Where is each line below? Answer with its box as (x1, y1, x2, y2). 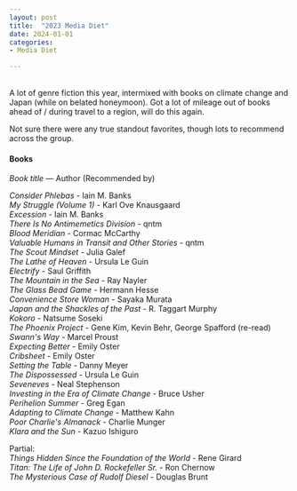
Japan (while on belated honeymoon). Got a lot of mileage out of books (9, 97, 271, 107)
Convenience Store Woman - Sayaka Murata (9, 294, 173, 305)
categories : (9, 37, 53, 47)
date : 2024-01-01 (9, 29, 74, 38)
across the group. (9, 133, 74, 144)
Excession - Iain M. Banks (9, 210, 104, 220)
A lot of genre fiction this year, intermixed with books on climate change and (9, 88, 289, 99)
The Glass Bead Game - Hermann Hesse (9, 285, 159, 296)
